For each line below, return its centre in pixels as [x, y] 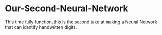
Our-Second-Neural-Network [67, 9]
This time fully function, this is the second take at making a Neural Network [81, 22]
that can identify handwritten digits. [41, 27]
